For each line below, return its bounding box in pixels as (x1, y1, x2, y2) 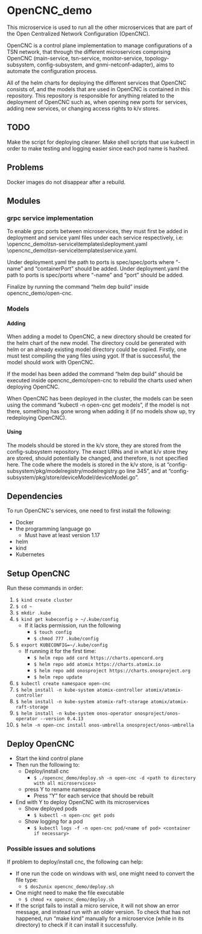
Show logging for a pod (24, 818, 83, 825)
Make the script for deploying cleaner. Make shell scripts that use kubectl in (7, 138, 195, 146)
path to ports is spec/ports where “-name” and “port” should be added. (7, 271, 185, 279)
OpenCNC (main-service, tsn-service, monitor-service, (7, 54, 144, 62)
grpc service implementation (7, 214, 94, 222)
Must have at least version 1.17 (24, 532, 100, 539)
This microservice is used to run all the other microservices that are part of (7, 24, 193, 31)
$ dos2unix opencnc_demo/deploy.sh (24, 884, 114, 890)
